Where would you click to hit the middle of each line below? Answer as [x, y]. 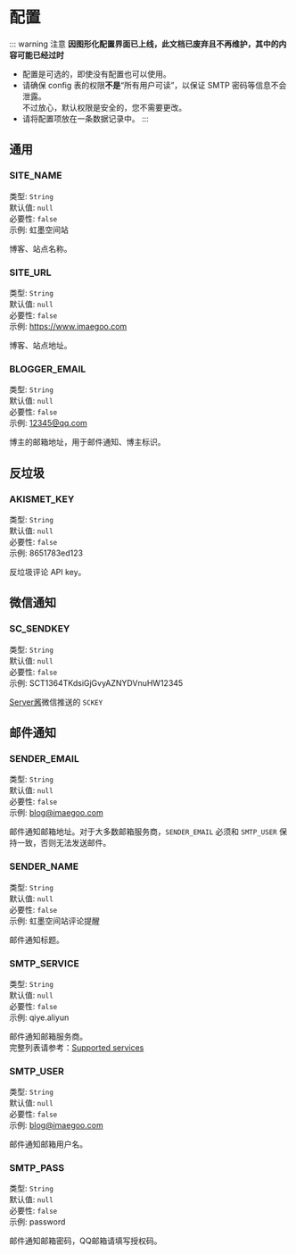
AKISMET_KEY [42, 498]
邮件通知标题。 [37, 940]
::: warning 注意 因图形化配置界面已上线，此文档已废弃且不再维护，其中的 [144, 44]
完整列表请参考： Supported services [77, 1047]
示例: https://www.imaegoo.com [68, 326]
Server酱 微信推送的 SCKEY [56, 702]
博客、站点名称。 [41, 248]
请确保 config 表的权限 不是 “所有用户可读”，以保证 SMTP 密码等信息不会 [154, 85]
